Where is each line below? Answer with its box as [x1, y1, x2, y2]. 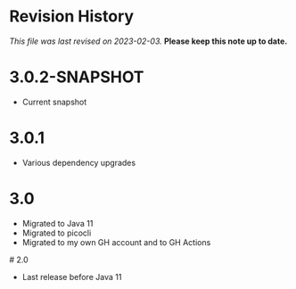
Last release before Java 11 [21, 271, 122, 282]
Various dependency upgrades [21, 157, 136, 168]
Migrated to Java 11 [21, 218, 94, 228]
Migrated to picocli [21, 227, 92, 238]
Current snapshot [21, 96, 87, 107]
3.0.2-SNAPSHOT [9, 67, 144, 87]
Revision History [9, 6, 135, 27]
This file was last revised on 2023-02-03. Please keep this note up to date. [9, 36, 288, 46]
